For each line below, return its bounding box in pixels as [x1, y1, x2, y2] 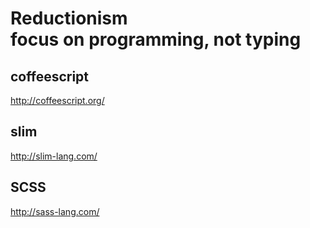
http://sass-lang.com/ [10, 205, 100, 217]
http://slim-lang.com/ [10, 150, 98, 162]
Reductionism [10, 7, 128, 30]
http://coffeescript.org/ [10, 95, 105, 106]
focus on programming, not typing [10, 28, 302, 51]
